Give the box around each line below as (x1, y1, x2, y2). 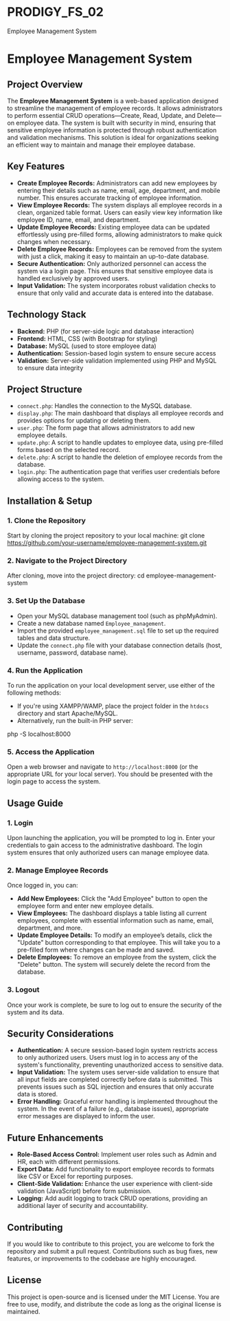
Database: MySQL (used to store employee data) (16, 342, 157, 350)
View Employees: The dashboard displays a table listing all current (16, 909, 207, 917)
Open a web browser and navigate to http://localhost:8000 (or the (7, 763, 198, 771)
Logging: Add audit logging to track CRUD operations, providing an (16, 1194, 208, 1202)
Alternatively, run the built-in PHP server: (16, 716, 133, 724)
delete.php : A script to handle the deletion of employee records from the (16, 453, 223, 462)
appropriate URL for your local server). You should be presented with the (7, 770, 213, 779)
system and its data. (7, 1007, 65, 1016)
